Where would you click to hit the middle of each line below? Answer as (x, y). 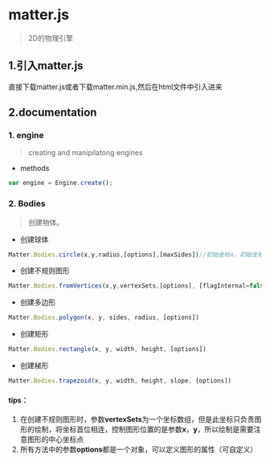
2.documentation (53, 113)
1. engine (26, 136)
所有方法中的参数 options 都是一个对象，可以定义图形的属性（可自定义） (139, 450)
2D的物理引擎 (51, 38)
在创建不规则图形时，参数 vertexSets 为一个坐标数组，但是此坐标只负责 (137, 419)
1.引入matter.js (46, 66)
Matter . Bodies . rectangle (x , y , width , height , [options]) (107, 350)
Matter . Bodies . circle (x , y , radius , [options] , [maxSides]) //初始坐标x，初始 (130, 255)
